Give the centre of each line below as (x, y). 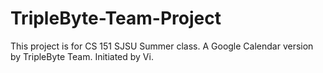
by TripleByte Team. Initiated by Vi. (82, 56)
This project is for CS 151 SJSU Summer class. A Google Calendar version (162, 46)
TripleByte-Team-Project (116, 18)
